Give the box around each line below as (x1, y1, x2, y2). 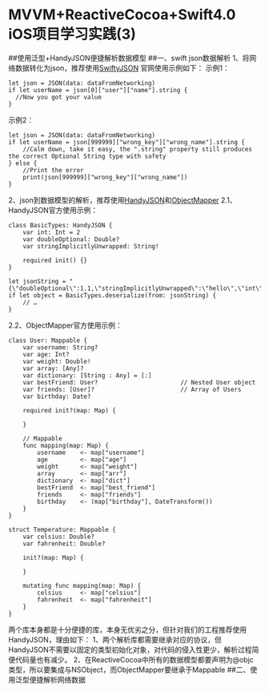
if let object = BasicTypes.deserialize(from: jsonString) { (8, 291, 217, 300)
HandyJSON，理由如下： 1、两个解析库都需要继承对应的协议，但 (8, 634, 223, 644)
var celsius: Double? (22, 533, 94, 541)
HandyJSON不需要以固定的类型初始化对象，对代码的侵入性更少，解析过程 (8, 645, 252, 654)
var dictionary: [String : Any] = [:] (22, 371, 152, 380)
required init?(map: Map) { (22, 406, 116, 414)
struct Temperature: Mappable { (8, 525, 116, 533)
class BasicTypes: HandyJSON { (8, 221, 113, 229)
